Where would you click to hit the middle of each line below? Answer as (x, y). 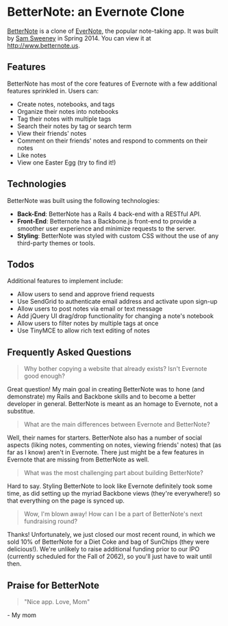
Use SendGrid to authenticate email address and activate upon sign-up (117, 302)
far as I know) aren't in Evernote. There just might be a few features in (105, 453)
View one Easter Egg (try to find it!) (66, 162)
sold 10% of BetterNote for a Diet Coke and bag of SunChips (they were (109, 542)
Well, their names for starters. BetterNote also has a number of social (104, 438)
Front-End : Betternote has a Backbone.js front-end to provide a (107, 221)
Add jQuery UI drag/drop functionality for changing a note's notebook (115, 316)
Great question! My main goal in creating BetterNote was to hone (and (106, 389)
